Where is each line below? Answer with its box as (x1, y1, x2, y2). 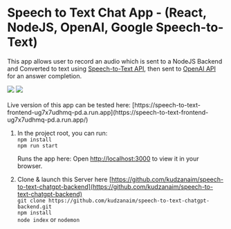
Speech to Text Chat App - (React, (7, 5, 207, 21)
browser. (17, 161, 43, 170)
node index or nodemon (17, 215, 80, 223)
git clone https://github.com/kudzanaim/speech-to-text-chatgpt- (17, 197, 210, 204)
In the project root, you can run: (17, 129, 108, 137)
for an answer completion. (7, 71, 82, 80)
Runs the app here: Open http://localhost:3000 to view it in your (17, 154, 199, 163)
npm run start (17, 142, 58, 149)
